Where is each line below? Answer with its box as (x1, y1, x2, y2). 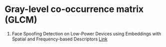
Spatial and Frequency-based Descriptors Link (11, 36, 108, 42)
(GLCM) (4, 14, 37, 25)
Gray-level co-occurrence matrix (4, 3, 144, 15)
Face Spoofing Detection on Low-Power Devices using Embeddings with (11, 30, 162, 36)
